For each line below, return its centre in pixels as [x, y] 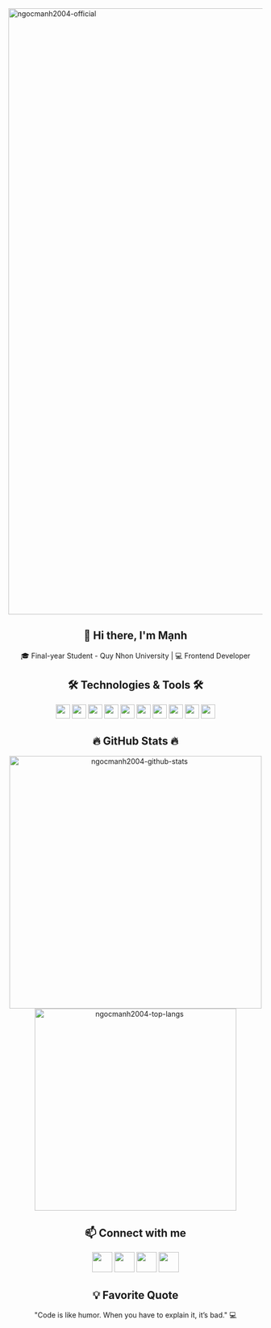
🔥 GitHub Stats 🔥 [135, 742]
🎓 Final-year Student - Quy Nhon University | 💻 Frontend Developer [135, 656]
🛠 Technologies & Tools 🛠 [135, 685]
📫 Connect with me [135, 1233]
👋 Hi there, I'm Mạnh [135, 636]
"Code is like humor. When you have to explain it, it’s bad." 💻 [135, 1315]
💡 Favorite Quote [135, 1295]
